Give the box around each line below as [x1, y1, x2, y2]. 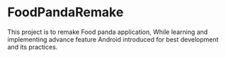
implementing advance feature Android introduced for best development [7, 35, 219, 43]
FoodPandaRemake [7, 4, 124, 21]
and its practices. [7, 42, 58, 51]
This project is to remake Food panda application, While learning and [7, 28, 208, 36]
